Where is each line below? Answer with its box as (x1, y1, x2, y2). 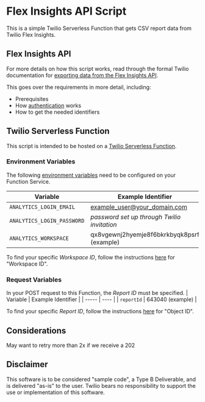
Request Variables (6, 275, 62, 284)
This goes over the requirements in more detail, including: (6, 83, 151, 91)
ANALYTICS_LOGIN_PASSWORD (9, 217, 85, 224)
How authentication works (15, 102, 81, 109)
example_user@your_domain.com (90, 203, 187, 211)
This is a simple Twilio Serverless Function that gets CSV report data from (6, 24, 192, 32)
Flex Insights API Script (6, 4, 127, 18)
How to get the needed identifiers (15, 108, 100, 116)
